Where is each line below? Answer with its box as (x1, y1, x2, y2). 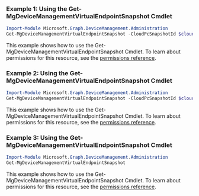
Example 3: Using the (6, 134, 69, 142)
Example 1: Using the (6, 5, 68, 13)
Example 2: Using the (6, 69, 69, 77)
